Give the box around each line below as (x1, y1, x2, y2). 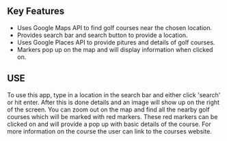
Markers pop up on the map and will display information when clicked (16, 45, 213, 53)
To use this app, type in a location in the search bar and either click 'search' (7, 90, 221, 99)
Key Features (7, 5, 65, 17)
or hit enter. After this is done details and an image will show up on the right (7, 98, 220, 106)
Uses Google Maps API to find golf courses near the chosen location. (16, 23, 213, 31)
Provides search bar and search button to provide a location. (16, 31, 188, 39)
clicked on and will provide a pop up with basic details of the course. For (7, 120, 211, 128)
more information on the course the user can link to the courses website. (7, 127, 212, 136)
